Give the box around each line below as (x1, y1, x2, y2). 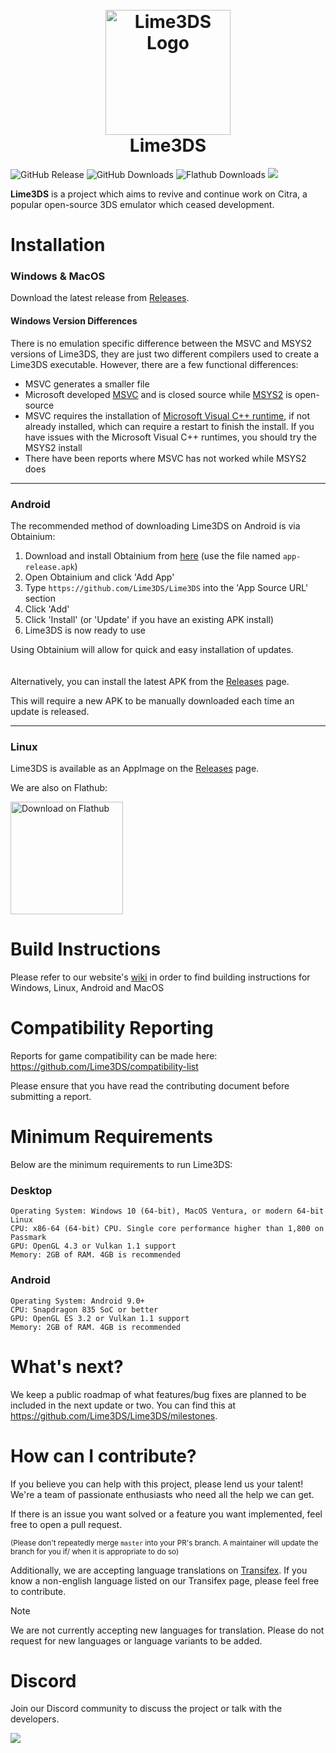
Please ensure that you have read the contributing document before (10, 1080, 290, 1092)
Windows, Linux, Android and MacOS (10, 982, 165, 994)
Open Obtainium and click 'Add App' (24, 571, 175, 583)
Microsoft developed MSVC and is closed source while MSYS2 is (24, 388, 293, 400)
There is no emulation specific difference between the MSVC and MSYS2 (10, 337, 313, 349)
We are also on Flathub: (10, 782, 108, 794)
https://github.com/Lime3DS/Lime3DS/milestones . (10, 1409, 218, 1422)
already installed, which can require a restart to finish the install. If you (24, 420, 315, 432)
